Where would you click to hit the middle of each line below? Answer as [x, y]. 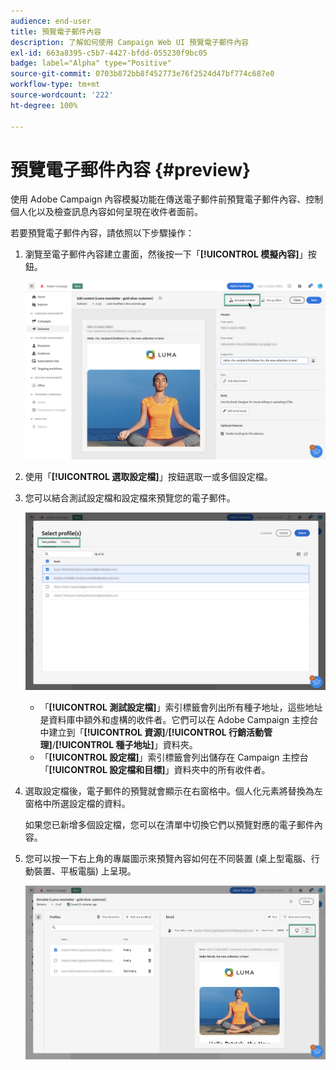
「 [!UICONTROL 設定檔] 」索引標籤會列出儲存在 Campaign [159, 757]
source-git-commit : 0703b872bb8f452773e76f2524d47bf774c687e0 [142, 74]
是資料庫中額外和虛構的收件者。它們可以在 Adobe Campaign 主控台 [178, 719]
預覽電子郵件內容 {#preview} [131, 169]
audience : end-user [51, 21]
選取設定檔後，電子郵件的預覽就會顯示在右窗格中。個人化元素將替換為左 [173, 791]
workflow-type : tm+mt [55, 85]
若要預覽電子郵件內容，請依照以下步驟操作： [102, 233]
